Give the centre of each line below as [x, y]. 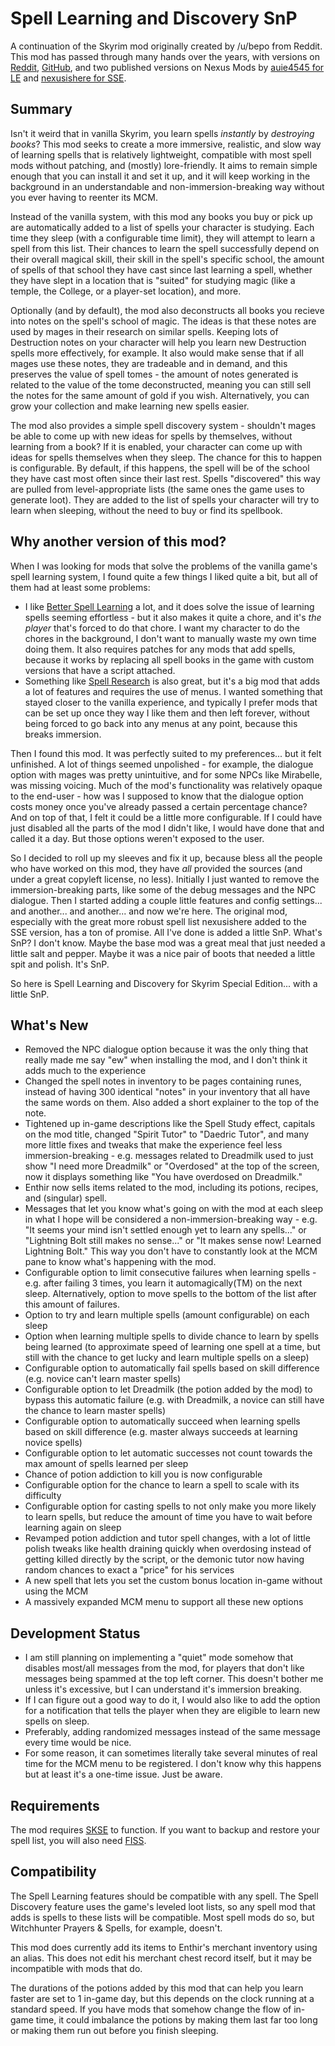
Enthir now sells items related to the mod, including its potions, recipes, [171, 1188]
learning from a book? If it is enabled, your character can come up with [156, 446]
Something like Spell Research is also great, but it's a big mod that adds [172, 681]
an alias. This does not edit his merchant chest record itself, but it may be [161, 1958]
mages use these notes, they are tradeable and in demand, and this [149, 363]
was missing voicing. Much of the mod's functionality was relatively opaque [166, 785]
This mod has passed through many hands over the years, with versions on [165, 56]
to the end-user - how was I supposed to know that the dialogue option [157, 796]
